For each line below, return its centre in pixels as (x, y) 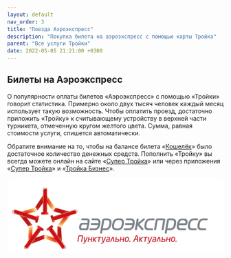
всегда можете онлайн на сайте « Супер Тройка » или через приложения (114, 161)
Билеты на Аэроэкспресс (65, 80)
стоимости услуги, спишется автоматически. (74, 133)
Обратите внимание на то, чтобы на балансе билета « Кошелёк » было (110, 146)
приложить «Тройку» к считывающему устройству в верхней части (107, 118)
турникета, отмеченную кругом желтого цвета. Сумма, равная (100, 126)
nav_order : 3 (26, 22)
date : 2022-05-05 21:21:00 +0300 (55, 51)
